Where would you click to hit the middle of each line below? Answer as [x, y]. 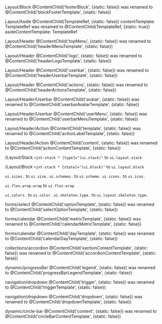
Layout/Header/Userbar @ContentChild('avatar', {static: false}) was [72, 99]
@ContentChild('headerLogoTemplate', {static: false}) [58, 61]
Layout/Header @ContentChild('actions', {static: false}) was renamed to [77, 85]
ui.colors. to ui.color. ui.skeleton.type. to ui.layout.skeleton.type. [77, 195]
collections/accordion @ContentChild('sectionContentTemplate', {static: [77, 248]
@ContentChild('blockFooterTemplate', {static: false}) [58, 12]
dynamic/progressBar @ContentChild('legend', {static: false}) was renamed [80, 268]
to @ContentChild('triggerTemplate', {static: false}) [56, 287]
